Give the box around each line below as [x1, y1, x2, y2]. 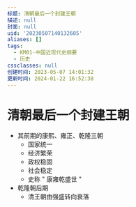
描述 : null [7, 17, 37, 24]
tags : [7, 43, 23, 49]
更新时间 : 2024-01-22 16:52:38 [7, 75, 94, 82]
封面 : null [7, 23, 37, 30]
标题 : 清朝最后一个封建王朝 [7, 10, 77, 17]
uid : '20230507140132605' [7, 29, 82, 37]
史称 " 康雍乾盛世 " [27, 175, 82, 183]
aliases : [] [7, 36, 42, 43]
